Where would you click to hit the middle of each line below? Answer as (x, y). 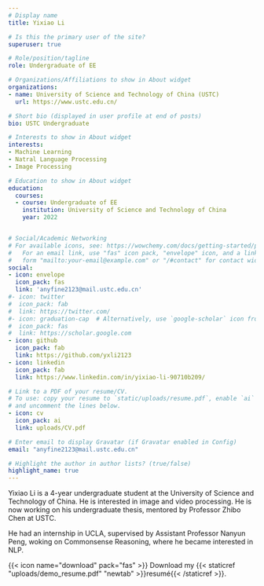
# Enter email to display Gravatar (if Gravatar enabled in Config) (123, 442)
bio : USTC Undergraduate (49, 123)
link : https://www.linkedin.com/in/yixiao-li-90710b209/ (110, 377)
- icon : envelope (37, 275)
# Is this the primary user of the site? (77, 37)
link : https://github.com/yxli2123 (73, 355)
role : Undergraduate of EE (52, 66)
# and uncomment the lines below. (65, 406)
